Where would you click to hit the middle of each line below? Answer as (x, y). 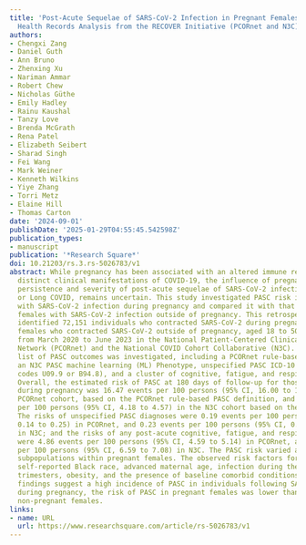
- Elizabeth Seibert (49, 145)
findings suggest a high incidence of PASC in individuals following (152, 484)
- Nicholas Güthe (42, 94)
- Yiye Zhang (34, 188)
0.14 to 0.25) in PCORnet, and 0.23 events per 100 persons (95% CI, (152, 425)
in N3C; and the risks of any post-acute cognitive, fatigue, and (146, 433)
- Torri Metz (34, 196)
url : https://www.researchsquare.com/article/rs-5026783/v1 (134, 526)
